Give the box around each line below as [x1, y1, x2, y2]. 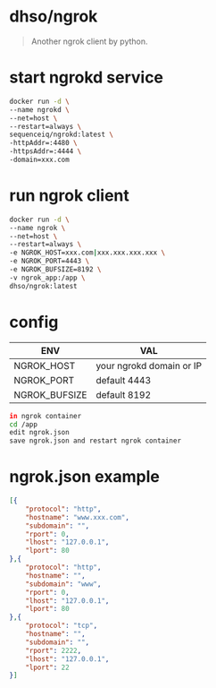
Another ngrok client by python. [30, 36, 149, 47]
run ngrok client [9, 185, 129, 206]
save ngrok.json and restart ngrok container [9, 436, 181, 445]
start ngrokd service [9, 67, 163, 88]
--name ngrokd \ [9, 105, 70, 114]
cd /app [9, 419, 38, 429]
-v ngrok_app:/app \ [9, 273, 87, 282]
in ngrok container [9, 411, 82, 420]
